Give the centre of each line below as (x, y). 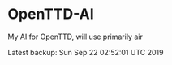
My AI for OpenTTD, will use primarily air (75, 37)
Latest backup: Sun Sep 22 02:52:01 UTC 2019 (86, 52)
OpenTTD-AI (51, 14)
